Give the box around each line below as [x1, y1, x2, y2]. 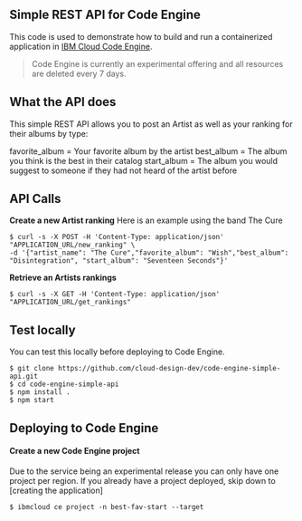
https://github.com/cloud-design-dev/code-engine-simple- [57, 364, 281, 373]
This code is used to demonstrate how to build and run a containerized [9, 31, 273, 42]
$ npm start [9, 396, 54, 405]
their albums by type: [9, 128, 89, 139]
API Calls [9, 191, 61, 207]
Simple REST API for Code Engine [9, 7, 202, 23]
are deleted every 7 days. [31, 68, 127, 79]
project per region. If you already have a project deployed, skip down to [9, 475, 276, 486]
